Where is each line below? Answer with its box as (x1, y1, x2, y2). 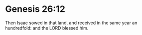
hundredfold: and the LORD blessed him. (5, 25, 89, 31)
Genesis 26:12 (5, 3, 66, 15)
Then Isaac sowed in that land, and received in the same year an (5, 20, 138, 26)
